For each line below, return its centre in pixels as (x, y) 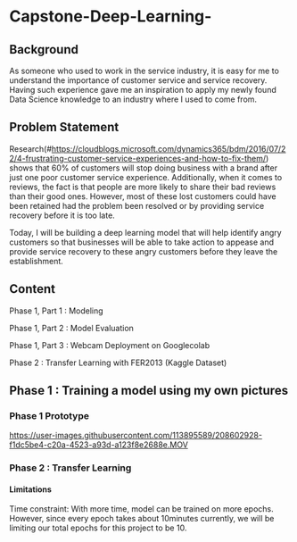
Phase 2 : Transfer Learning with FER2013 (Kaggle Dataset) (118, 363)
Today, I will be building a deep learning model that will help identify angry (146, 232)
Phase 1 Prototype (49, 415)
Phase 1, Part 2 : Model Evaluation (71, 328)
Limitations (30, 489)
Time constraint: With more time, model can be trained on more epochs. (141, 509)
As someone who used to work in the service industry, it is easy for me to (144, 71)
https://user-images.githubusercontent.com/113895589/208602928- (136, 436)
